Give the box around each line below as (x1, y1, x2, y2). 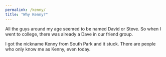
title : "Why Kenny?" (5, 12, 49, 17)
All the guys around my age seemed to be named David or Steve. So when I (5, 25, 161, 31)
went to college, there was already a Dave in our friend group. (5, 31, 133, 37)
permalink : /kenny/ (5, 7, 46, 12)
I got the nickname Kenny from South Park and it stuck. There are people (5, 40, 156, 46)
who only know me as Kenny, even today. (5, 46, 91, 52)
